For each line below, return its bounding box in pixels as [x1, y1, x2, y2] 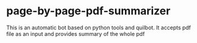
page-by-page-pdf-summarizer [6, 4, 171, 18]
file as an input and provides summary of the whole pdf [6, 30, 145, 37]
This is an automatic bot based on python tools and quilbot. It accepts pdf [6, 24, 192, 31]
